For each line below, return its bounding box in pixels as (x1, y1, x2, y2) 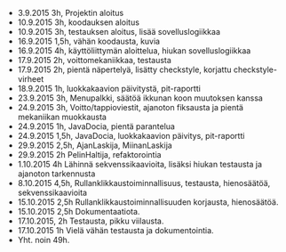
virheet (17, 74, 44, 84)
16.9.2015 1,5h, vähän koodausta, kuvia (17, 36, 161, 46)
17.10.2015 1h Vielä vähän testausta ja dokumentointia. (17, 225, 215, 235)
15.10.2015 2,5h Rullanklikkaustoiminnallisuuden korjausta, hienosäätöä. (17, 197, 279, 207)
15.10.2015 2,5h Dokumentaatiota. (17, 207, 140, 216)
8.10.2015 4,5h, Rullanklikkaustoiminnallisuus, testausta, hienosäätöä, (17, 178, 271, 188)
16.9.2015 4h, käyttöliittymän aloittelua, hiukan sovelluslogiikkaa (17, 45, 251, 56)
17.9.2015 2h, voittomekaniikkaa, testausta (17, 55, 171, 65)
